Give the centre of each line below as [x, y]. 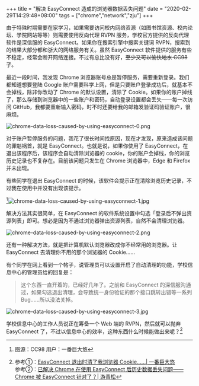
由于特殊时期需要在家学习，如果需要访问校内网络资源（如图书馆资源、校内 [97, 28]
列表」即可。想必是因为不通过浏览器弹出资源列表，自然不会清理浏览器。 [99, 221]
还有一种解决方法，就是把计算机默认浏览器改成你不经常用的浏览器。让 [92, 244]
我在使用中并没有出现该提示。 [47, 188]
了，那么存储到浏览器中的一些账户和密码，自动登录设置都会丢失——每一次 [97, 99]
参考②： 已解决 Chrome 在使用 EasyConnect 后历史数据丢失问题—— [99, 369]
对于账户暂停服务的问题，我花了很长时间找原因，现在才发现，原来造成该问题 [99, 138]
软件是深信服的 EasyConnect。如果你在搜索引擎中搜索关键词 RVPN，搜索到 [98, 42]
